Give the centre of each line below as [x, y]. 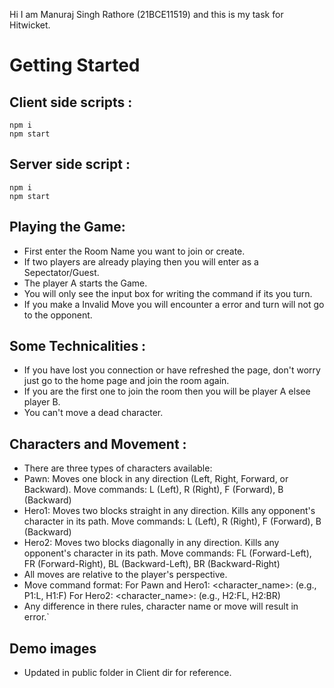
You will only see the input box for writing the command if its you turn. [168, 293]
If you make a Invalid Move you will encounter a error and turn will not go [174, 304]
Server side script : [70, 164]
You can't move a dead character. [93, 413]
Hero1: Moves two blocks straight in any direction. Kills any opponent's [169, 511]
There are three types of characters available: [118, 468]
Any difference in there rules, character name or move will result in [161, 606]
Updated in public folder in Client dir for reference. [127, 673]
